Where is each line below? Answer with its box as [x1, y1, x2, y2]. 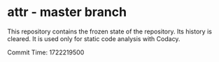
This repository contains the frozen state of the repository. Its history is [7, 27, 212, 36]
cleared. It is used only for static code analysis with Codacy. [7, 34, 181, 42]
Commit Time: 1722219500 [7, 48, 85, 56]
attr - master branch [7, 4, 127, 20]
